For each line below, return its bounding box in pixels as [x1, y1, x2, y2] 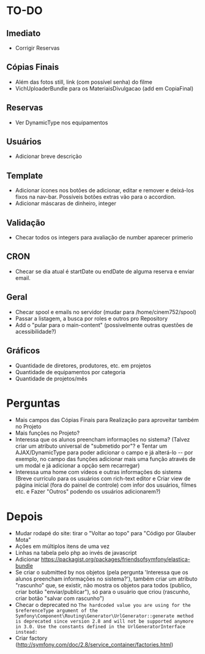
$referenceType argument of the [15, 607, 98, 614]
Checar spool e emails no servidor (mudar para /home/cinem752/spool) [15, 308, 197, 315]
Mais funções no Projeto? [15, 429, 80, 437]
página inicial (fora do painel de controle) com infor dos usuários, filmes [15, 481, 197, 489]
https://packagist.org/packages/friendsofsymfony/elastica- [40, 555, 191, 563]
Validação [6, 217, 46, 228]
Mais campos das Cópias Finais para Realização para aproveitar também [15, 416, 199, 424]
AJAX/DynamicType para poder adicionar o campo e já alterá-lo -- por [15, 449, 193, 456]
